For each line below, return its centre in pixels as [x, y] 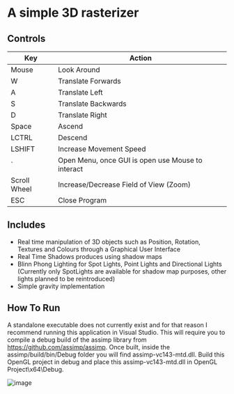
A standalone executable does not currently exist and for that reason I [107, 324]
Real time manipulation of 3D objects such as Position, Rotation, [109, 242]
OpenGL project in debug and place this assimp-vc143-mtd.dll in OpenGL [112, 362]
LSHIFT [23, 149]
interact [71, 169]
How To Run [34, 308]
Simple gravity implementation [61, 286]
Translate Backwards [92, 104]
